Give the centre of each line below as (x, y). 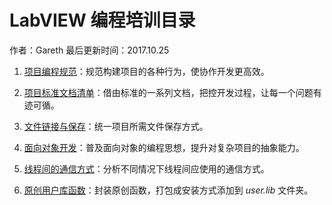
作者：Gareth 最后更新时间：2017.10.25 (89, 50)
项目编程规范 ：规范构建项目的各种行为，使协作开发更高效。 (146, 71)
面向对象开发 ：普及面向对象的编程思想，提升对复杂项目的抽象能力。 (164, 147)
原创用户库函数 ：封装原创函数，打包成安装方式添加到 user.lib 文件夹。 (168, 190)
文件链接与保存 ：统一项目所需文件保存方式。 (116, 126)
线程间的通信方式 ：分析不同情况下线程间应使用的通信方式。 (146, 168)
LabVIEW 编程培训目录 (102, 20)
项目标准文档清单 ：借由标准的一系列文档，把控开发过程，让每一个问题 (168, 92)
